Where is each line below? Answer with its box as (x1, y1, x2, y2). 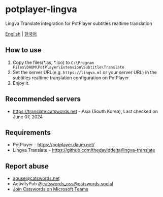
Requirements (5, 128, 51, 137)
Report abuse (5, 161, 49, 171)
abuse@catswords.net (12, 175, 60, 181)
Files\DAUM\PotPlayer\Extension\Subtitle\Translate (12, 64, 124, 70)
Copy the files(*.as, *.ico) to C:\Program (12, 59, 94, 65)
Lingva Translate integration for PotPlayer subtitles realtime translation (5, 20, 152, 26)
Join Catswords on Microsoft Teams (12, 186, 89, 192)
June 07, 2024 (12, 113, 43, 120)
